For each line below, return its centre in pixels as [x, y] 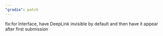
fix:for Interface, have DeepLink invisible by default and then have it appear [81, 24]
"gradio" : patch [22, 10]
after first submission [27, 29]
